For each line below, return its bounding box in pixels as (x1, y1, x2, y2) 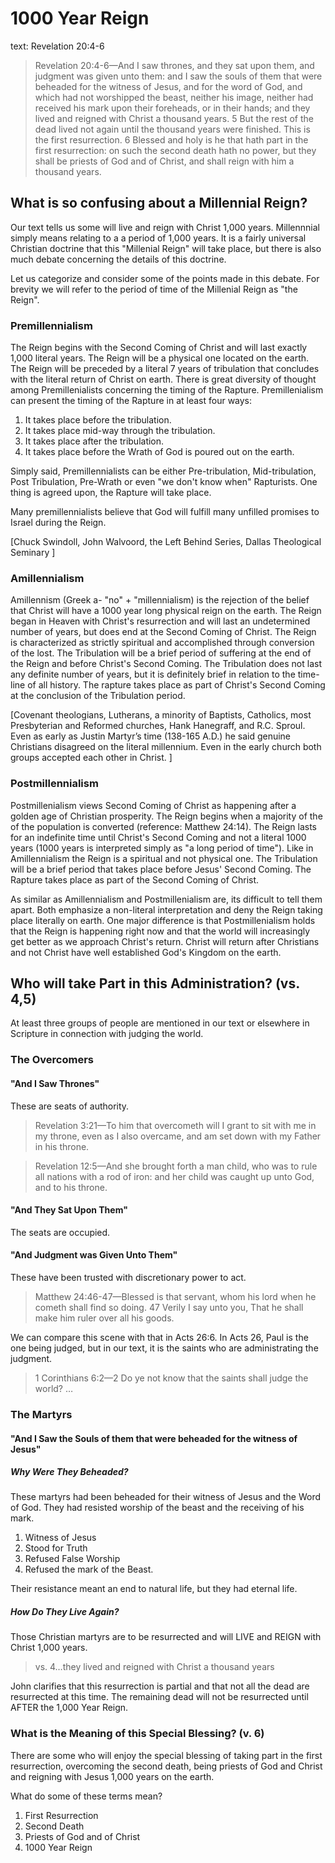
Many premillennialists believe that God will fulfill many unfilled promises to (10, 506, 320, 518)
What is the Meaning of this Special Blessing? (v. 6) (10, 1727, 265, 1741)
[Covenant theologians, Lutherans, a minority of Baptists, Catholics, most (10, 709, 312, 721)
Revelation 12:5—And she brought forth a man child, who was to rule (34, 1160, 318, 1172)
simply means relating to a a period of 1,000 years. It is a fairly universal (10, 232, 307, 244)
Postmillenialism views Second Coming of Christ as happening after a (10, 799, 297, 811)
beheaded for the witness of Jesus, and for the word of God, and (34, 80, 303, 92)
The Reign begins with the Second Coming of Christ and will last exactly (10, 342, 308, 354)
